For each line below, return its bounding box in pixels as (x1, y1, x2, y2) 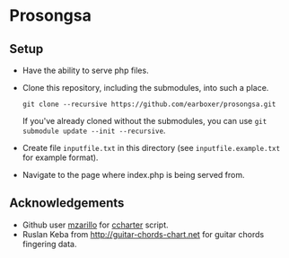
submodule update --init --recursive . (22, 125, 166, 136)
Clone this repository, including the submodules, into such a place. (22, 83, 269, 93)
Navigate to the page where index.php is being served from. (22, 170, 245, 180)
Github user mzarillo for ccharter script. (22, 219, 169, 230)
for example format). (22, 152, 99, 163)
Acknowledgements (9, 195, 125, 211)
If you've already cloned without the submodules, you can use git (22, 116, 267, 126)
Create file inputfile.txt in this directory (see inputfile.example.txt (22, 143, 281, 153)
